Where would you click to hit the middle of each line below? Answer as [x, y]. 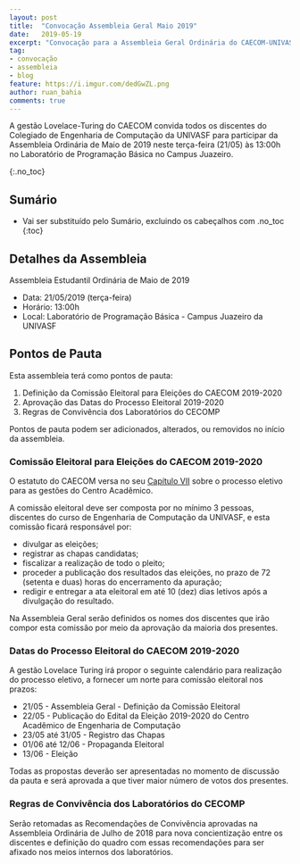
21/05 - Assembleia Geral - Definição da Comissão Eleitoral [131, 707]
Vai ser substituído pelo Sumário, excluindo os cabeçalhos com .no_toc [153, 221]
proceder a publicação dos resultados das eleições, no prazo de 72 [146, 573]
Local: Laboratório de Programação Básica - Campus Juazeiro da [142, 316]
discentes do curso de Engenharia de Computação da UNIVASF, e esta [140, 518]
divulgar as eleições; [60, 544]
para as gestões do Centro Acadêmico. [81, 491]
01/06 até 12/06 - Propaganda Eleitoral [93, 744]
